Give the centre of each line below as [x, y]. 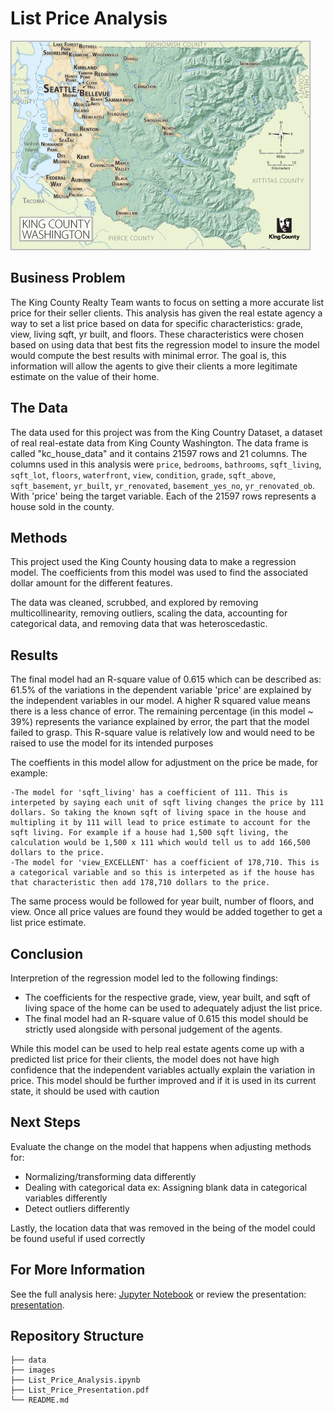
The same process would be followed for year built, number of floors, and [162, 901]
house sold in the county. [62, 506]
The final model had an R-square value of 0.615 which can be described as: [166, 679]
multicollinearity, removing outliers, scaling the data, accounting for [149, 613]
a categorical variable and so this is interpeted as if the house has [162, 873]
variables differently [66, 1198]
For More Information [78, 1270]
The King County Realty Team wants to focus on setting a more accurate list [167, 302]
